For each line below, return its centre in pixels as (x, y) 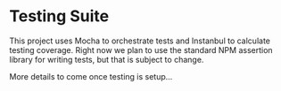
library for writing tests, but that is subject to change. (107, 59)
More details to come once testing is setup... (91, 76)
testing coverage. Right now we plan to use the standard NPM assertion (141, 49)
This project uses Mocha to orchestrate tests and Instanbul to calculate (140, 41)
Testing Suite (59, 16)
